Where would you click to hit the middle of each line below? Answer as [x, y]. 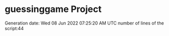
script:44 [14, 28]
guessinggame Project [53, 9]
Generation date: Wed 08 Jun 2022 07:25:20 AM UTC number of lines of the [84, 23]
